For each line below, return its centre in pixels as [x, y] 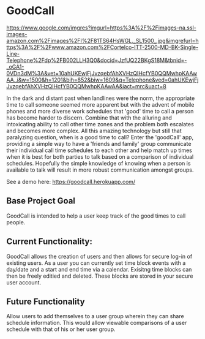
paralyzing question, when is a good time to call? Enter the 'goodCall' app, [100, 137]
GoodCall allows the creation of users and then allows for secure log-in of [99, 256]
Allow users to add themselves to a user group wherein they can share [95, 316]
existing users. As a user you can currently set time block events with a [96, 263]
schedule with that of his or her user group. [61, 329]
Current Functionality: [50, 242]
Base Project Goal [41, 201]
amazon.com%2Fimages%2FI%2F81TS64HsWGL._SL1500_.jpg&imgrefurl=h [102, 40]
